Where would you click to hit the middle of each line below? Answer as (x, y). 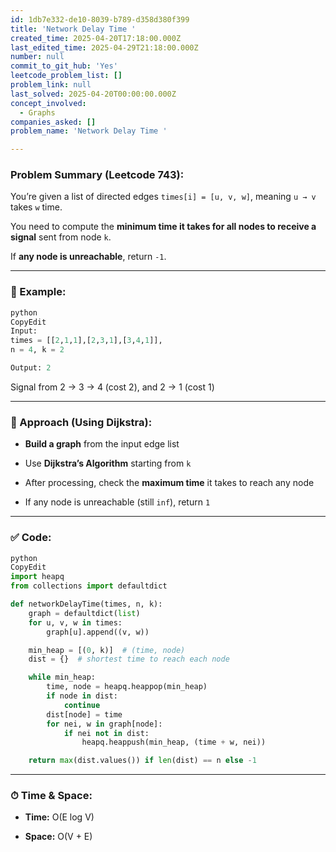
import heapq (37, 577)
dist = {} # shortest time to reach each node (129, 659)
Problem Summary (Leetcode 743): (97, 175)
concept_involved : (48, 103)
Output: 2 (31, 368)
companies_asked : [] (53, 122)
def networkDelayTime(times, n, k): (86, 604)
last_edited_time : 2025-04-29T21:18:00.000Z (104, 47)
